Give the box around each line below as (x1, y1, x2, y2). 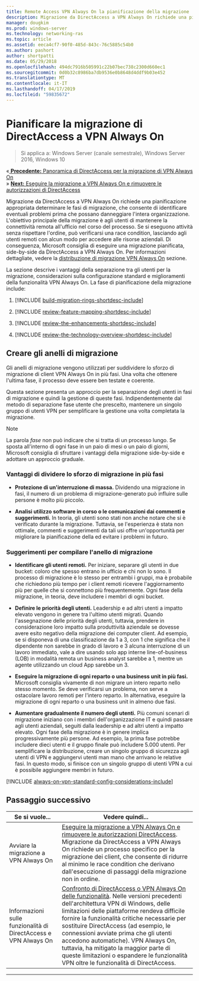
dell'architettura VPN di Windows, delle (62, 899, 171, 907)
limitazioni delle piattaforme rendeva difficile (62, 907, 185, 915)
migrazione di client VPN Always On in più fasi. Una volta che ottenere (6, 370, 178, 377)
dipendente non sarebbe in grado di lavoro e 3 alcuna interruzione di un (14, 642, 190, 649)
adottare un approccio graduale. (6, 455, 85, 462)
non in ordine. (62, 875, 100, 883)
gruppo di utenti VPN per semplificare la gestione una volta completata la (6, 407, 185, 414)
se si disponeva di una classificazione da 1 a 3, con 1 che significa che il (14, 636, 190, 644)
